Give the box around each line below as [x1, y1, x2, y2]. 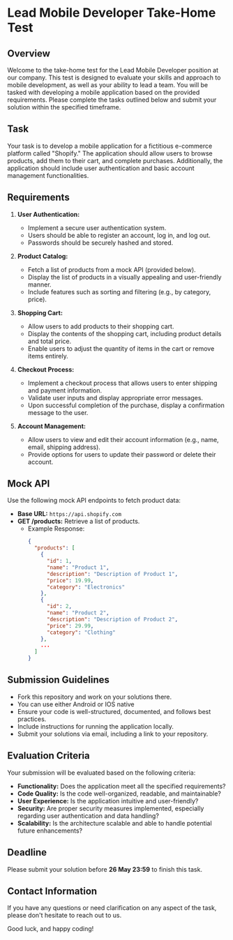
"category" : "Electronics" [46, 584, 126, 591]
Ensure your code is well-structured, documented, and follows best [17, 707, 211, 715]
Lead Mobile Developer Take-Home [7, 5, 216, 21]
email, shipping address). [27, 443, 101, 451]
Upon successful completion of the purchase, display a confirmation [27, 401, 225, 409]
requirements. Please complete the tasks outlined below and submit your [7, 96, 217, 104]
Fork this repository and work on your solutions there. [17, 692, 172, 701]
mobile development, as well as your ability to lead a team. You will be [7, 81, 208, 89]
